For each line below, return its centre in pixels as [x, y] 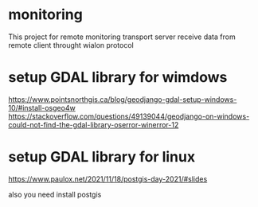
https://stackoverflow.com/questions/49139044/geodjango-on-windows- [129, 116]
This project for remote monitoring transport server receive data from [122, 37]
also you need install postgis [55, 194]
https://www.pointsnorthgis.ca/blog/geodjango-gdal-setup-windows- [123, 99]
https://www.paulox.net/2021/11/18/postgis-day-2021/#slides [108, 179]
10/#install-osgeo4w [42, 107]
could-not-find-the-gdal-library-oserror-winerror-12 [94, 124]
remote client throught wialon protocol [71, 45]
